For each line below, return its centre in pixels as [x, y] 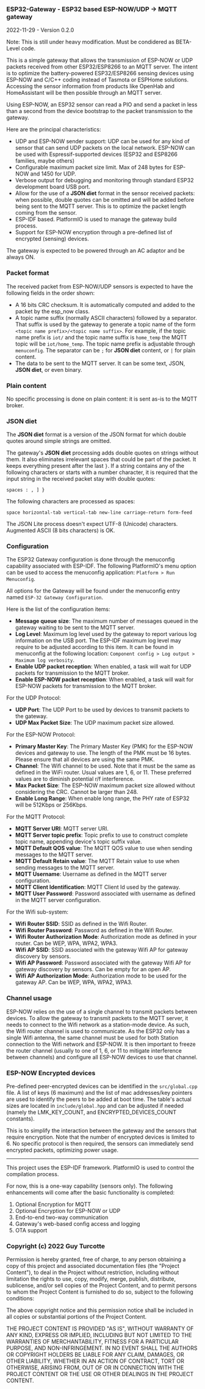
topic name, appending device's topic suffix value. [78, 842]
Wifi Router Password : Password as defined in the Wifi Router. [94, 930]
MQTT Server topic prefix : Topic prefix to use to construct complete [101, 835]
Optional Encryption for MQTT [53, 1204]
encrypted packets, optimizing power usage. [63, 1150]
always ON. [21, 257]
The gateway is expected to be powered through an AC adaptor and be [95, 251]
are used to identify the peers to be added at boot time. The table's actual [99, 1099]
